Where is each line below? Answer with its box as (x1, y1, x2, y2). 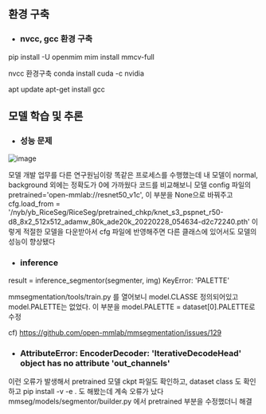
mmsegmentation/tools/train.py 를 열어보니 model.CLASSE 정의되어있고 (8, 291, 239, 301)
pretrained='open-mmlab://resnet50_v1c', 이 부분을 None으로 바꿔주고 (8, 190, 233, 200)
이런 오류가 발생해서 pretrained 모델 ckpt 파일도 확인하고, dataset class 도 (8, 377, 241, 386)
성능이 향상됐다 (8, 237, 56, 247)
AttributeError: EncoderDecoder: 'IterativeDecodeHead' (19, 347, 241, 358)
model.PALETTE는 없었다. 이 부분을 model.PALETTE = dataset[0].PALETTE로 (8, 302, 256, 311)
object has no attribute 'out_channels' (19, 357, 170, 369)
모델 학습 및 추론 (8, 110, 84, 123)
